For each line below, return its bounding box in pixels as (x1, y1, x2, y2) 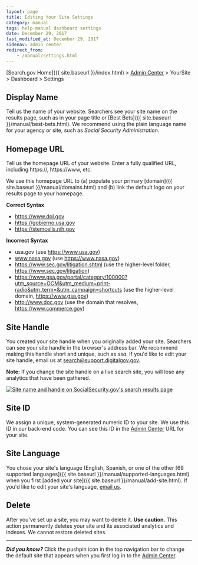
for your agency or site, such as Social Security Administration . (6, 127, 160, 134)
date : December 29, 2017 (6, 31, 67, 37)
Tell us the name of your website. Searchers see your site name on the (6, 108, 177, 115)
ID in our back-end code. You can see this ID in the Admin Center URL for (6, 425, 184, 432)
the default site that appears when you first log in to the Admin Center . (6, 551, 177, 559)
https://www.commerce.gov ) (14, 305, 85, 312)
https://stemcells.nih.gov (14, 225, 75, 233)
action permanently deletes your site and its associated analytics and (6, 522, 174, 530)
